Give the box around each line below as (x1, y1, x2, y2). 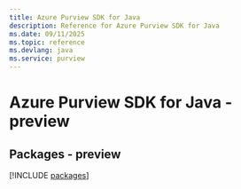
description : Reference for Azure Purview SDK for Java (9, 21, 220, 30)
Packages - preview (9, 146, 121, 161)
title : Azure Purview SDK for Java (9, 12, 141, 22)
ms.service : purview (9, 54, 86, 63)
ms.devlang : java (9, 46, 74, 55)
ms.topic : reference (9, 37, 86, 47)
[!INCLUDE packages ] (9, 170, 89, 180)
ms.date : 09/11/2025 (9, 29, 86, 38)
